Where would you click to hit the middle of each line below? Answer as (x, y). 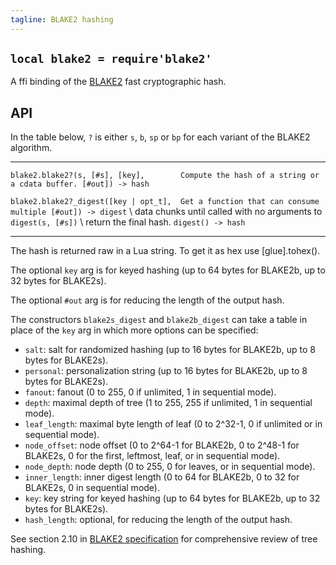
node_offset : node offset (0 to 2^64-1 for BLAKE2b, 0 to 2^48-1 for (162, 445)
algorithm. (31, 148)
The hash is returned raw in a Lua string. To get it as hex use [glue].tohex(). (165, 251)
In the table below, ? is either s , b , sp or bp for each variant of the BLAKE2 (160, 137)
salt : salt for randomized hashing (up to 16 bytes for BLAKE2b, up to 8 (170, 350)
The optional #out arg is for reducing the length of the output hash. (147, 300)
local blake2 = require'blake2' (111, 59)
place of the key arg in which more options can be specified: (134, 330)
